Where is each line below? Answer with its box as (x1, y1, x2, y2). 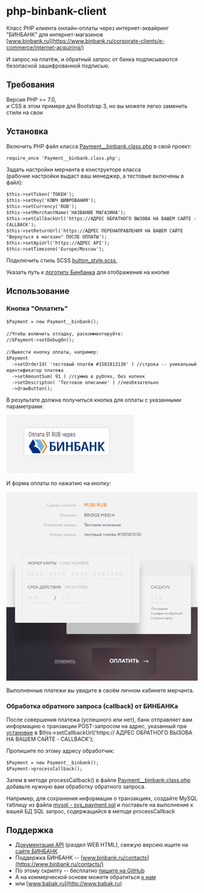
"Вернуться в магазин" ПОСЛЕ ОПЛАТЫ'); (6, 234, 107, 240)
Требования (6, 80, 55, 90)
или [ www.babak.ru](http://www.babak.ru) (15, 880, 123, 888)
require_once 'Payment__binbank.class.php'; (6, 155, 121, 161)
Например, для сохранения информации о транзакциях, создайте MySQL (6, 794, 198, 802)
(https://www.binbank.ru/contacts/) (15, 861, 104, 868)
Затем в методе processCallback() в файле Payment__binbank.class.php (6, 776, 191, 784)
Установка (6, 127, 49, 137)
